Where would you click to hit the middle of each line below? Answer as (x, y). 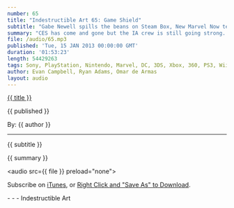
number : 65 (23, 14)
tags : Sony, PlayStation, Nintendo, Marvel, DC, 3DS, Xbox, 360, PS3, (112, 65)
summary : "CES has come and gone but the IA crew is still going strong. (117, 33)
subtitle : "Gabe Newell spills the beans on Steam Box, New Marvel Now (113, 26)
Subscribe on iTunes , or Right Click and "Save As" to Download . (99, 185)
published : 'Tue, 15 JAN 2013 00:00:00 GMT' (73, 46)
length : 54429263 (32, 59)
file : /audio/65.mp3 (37, 40)
